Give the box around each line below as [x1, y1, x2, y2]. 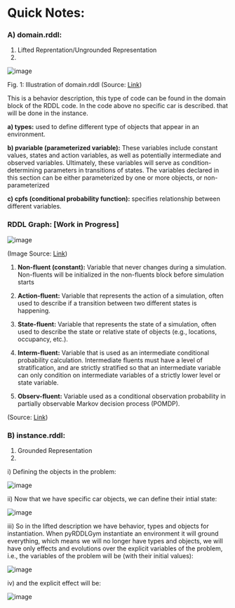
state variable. [17, 378, 59, 387]
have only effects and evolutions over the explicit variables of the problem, [7, 544, 223, 553]
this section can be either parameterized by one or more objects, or [7, 173, 203, 182]
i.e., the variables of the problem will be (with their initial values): [7, 552, 194, 560]
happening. [17, 306, 51, 315]
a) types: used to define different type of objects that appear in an [7, 123, 200, 131]
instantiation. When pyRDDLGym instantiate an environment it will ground [7, 529, 219, 538]
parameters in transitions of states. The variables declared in [43, 166, 220, 175]
